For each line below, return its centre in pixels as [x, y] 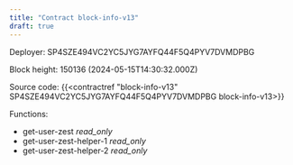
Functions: [29, 114]
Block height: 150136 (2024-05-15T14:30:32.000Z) [104, 69]
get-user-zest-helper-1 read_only [84, 141]
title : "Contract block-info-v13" [74, 18]
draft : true [32, 26]
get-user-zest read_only [67, 131]
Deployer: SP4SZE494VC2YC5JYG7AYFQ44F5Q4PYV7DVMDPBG [132, 51]
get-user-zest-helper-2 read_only [85, 151]
